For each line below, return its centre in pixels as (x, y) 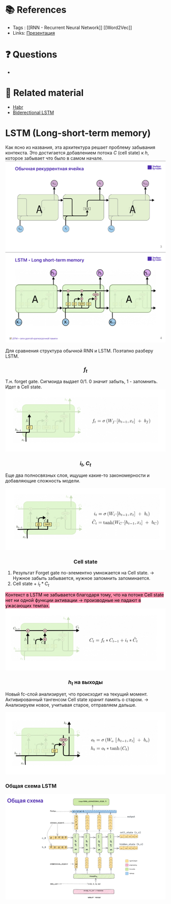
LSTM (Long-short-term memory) (78, 133)
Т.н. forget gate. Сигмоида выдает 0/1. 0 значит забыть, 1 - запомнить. (81, 382)
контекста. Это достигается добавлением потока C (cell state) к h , (77, 153)
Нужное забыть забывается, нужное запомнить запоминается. (81, 578)
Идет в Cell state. (24, 387)
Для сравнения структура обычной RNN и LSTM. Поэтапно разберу (79, 351)
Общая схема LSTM (31, 786)
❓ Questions (31, 55)
